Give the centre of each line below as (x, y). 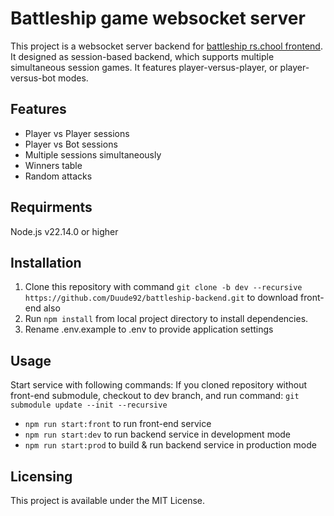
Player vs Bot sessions (71, 144)
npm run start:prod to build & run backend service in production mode (170, 445)
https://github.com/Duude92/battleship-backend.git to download (161, 298)
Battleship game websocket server (158, 18)
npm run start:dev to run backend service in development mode (158, 434)
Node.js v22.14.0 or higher (64, 231)
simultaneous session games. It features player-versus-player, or (144, 67)
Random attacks (58, 176)
